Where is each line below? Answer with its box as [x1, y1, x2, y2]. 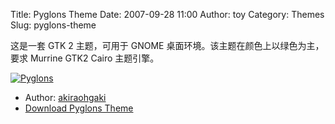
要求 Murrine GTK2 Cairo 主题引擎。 [10, 52, 160, 64]
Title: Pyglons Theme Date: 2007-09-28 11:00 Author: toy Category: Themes [10, 9, 325, 20]
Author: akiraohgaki [24, 92, 107, 103]
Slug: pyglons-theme [10, 19, 97, 31]
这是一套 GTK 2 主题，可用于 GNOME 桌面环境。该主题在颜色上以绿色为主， [10, 40, 325, 51]
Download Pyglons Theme [24, 102, 134, 114]
